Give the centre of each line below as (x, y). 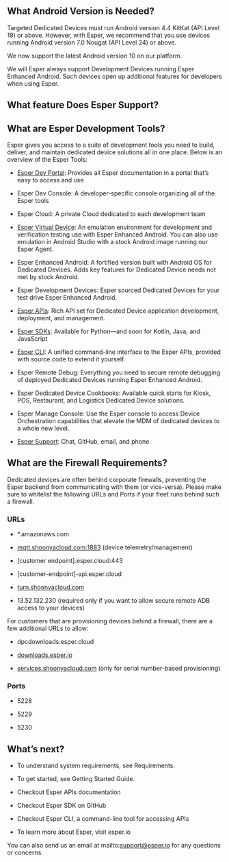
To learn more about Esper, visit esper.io (74, 832)
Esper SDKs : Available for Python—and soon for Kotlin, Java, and (108, 331)
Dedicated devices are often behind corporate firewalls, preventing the (107, 479)
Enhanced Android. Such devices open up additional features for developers (114, 76)
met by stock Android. (48, 277)
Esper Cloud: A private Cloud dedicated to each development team (111, 214)
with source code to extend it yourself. (71, 359)
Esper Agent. (35, 249)
